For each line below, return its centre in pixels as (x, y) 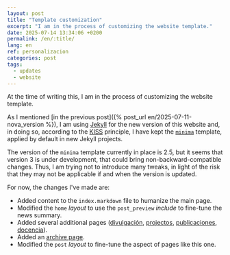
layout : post (26, 13)
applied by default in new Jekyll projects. (65, 139)
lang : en (20, 45)
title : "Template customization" (55, 20)
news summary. (39, 215)
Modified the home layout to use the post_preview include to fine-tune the (119, 208)
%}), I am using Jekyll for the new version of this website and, (133, 125)
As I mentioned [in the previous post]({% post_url (77, 117)
